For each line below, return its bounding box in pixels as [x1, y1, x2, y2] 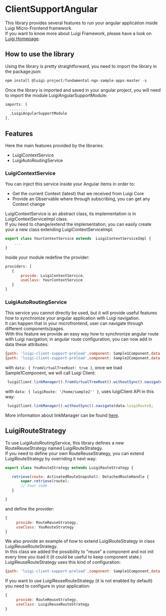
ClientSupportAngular [5, 3, 98, 15]
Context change [12, 201, 45, 207]
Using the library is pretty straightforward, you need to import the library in [5, 63, 157, 69]
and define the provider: [5, 505, 54, 511]
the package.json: [5, 68, 42, 74]
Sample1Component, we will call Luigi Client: [5, 370, 96, 376]
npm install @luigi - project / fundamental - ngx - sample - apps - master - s [5, 78, 147, 83]
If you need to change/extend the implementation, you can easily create [5, 222, 152, 227]
